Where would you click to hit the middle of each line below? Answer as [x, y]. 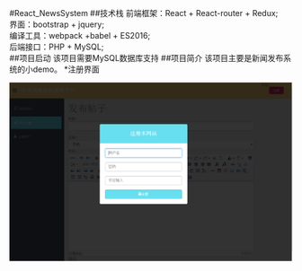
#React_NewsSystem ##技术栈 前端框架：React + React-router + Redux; [144, 13]
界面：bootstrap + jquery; [57, 24]
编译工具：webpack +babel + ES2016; [80, 35]
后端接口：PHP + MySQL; [57, 47]
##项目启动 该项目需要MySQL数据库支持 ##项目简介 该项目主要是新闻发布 [147, 58]
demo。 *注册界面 [67, 69]
